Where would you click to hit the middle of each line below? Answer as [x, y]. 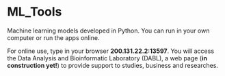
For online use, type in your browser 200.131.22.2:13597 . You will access [110, 51]
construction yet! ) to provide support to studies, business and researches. [113, 65]
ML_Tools [35, 12]
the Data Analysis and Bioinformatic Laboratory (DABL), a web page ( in [107, 58]
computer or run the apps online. [53, 37]
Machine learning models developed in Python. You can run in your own [108, 31]
